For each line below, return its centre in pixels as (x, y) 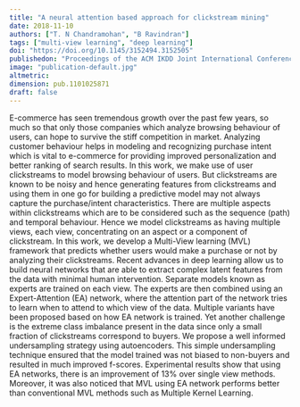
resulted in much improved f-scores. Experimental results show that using (145, 364)
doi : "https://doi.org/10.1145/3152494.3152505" (101, 51)
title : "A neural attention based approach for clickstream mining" (139, 17)
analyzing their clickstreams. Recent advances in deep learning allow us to (146, 260)
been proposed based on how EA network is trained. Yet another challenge (147, 317)
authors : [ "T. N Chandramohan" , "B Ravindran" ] (100, 34)
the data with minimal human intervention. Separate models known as (137, 278)
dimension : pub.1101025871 (59, 84)
